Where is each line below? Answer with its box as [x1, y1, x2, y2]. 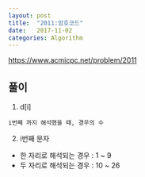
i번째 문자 [19, 134, 50, 144]
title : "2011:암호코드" [8, 19, 84, 27]
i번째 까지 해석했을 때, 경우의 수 [8, 119, 105, 127]
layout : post [8, 11, 52, 20]
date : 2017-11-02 [8, 26, 73, 34]
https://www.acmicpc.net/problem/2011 [8, 56, 137, 65]
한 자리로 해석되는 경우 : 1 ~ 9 [19, 151, 112, 160]
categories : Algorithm [8, 33, 83, 42]
